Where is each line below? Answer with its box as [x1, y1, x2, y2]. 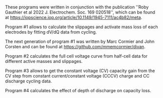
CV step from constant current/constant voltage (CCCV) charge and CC [5, 73, 150, 78]
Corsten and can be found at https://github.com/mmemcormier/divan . [5, 44, 145, 49]
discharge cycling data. [5, 78, 52, 84]
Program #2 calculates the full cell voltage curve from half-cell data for [5, 53, 148, 59]
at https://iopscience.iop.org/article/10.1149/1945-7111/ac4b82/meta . [5, 15, 143, 20]
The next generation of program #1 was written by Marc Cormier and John [5, 39, 155, 44]
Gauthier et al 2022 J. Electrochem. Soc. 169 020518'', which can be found [5, 9, 155, 15]
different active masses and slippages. [5, 59, 83, 64]
